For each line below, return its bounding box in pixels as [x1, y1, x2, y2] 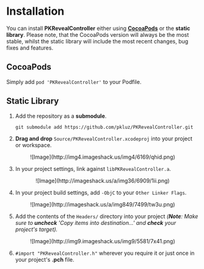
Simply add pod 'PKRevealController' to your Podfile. [6, 78, 142, 85]
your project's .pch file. [15, 256, 75, 263]
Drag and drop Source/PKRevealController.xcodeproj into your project [15, 135, 192, 142]
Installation [6, 4, 65, 18]
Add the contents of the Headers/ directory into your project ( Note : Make [15, 213, 199, 220]
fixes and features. [6, 44, 54, 51]
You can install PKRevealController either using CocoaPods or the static [6, 25, 191, 32]
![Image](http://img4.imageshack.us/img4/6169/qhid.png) [30, 153, 175, 161]
